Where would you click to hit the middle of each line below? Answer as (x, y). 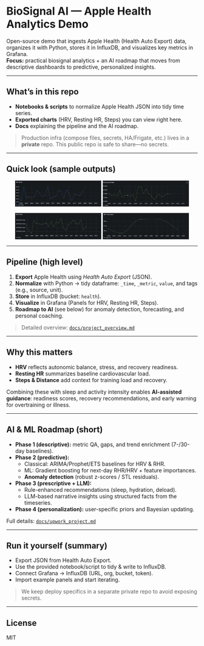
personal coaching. (39, 316)
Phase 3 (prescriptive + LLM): (53, 483)
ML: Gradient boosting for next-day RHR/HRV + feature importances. (110, 470)
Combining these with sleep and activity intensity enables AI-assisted (94, 392)
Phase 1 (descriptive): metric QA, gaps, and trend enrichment (92, 444)
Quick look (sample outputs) (61, 169)
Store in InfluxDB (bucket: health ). (58, 296)
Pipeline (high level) (45, 262)
